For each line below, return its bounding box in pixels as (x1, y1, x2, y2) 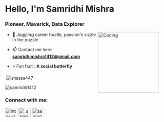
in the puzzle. (12, 37, 40, 43)
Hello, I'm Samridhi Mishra (5, 3, 115, 15)
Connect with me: (5, 97, 48, 104)
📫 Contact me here (12, 47, 52, 52)
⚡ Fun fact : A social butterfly (12, 63, 72, 69)
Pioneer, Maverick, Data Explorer (5, 21, 84, 28)
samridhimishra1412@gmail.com (12, 53, 81, 59)
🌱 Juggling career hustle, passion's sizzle (12, 32, 96, 37)
